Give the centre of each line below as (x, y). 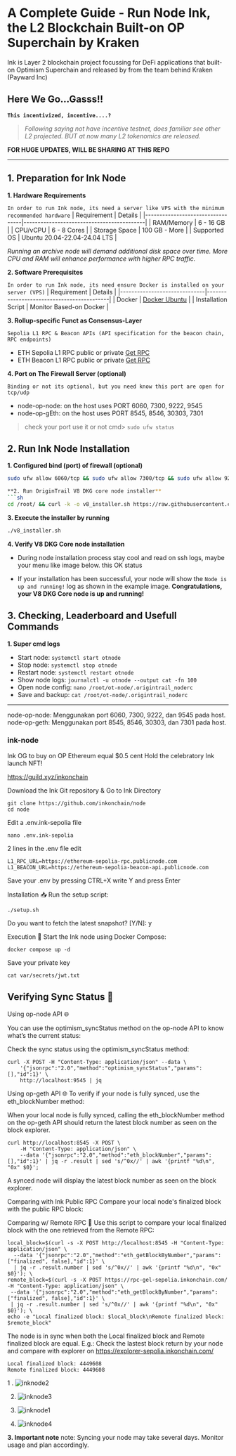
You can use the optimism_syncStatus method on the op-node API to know (116, 1028)
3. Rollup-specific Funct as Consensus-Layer (75, 320)
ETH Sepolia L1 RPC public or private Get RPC (83, 352)
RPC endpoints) (29, 339)
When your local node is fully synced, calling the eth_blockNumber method (116, 1114)
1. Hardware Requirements (47, 195)
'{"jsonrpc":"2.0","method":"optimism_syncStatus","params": (111, 1068)
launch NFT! (25, 763)
